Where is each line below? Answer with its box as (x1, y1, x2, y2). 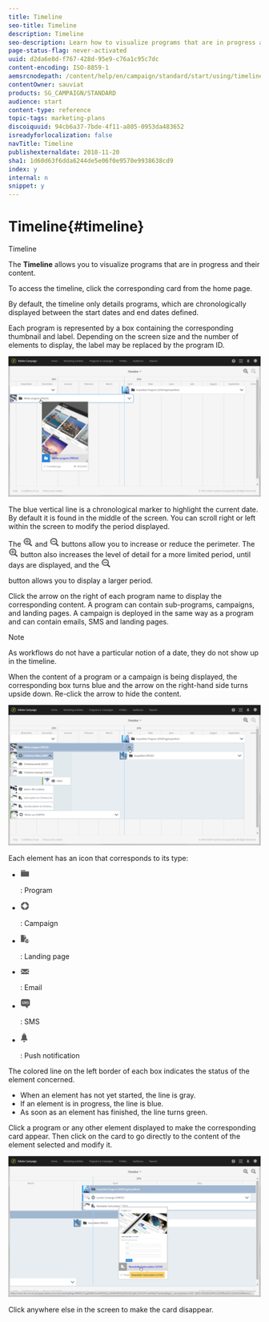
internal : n (8, 173, 48, 182)
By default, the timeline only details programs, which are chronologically (8, 299, 247, 309)
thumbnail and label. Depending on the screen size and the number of (8, 332, 239, 342)
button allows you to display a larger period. (8, 576, 154, 585)
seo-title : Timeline (8, 21, 78, 30)
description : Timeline (8, 30, 84, 38)
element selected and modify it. (8, 1139, 113, 1150)
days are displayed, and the (8, 560, 100, 569)
